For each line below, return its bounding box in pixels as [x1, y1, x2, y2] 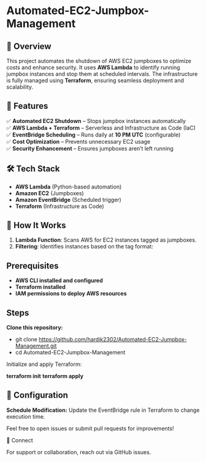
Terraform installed [15, 283, 66, 291]
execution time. [6, 412, 45, 420]
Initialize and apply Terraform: [6, 360, 82, 368]
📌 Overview [6, 41, 51, 51]
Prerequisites [6, 261, 59, 271]
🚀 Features [6, 101, 48, 111]
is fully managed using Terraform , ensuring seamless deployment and [6, 77, 185, 84]
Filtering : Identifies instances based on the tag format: [15, 243, 153, 250]
